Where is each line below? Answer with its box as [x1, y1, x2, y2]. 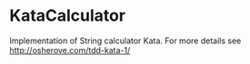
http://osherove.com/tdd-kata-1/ [9, 44, 131, 55]
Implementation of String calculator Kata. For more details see [9, 35, 242, 46]
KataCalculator [9, 5, 125, 26]
